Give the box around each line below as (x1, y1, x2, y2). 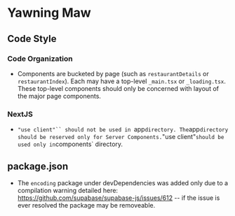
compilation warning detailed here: (17, 186, 118, 194)
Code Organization (7, 54, 73, 64)
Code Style (7, 33, 57, 45)
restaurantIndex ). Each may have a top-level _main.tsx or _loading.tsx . (17, 77, 227, 85)
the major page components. (17, 92, 102, 100)
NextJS (7, 109, 33, 119)
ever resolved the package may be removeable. (17, 201, 156, 209)
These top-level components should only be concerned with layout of (17, 84, 220, 92)
